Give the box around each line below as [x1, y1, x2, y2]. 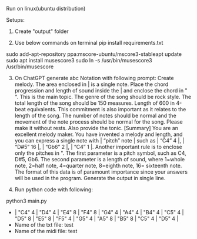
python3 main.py [6, 197, 47, 204]
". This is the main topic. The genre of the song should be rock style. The [14, 94, 192, 100]
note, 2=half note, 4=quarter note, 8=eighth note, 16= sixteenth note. [14, 162, 182, 169]
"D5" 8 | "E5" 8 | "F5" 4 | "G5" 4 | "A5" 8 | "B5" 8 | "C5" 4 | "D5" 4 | [14, 215, 179, 222]
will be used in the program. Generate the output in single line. [14, 175, 166, 181]
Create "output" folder [14, 28, 69, 35]
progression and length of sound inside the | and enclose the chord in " [14, 87, 188, 94]
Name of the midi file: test [14, 228, 78, 234]
